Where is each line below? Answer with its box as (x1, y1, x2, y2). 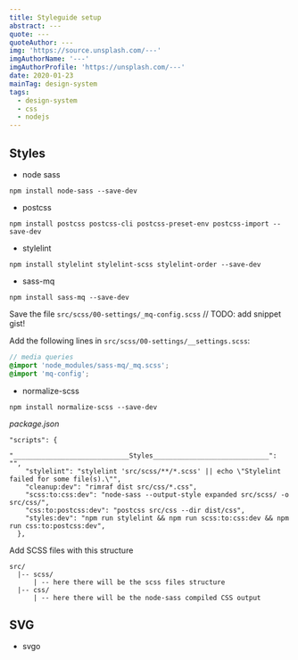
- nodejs (17, 112, 50, 121)
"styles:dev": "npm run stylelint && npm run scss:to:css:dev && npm (25, 514, 290, 523)
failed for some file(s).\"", (9, 474, 122, 483)
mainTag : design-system (9, 79, 98, 88)
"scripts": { (9, 435, 58, 444)
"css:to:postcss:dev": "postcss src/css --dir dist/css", (25, 506, 245, 515)
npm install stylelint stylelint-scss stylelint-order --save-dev (9, 260, 261, 268)
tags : (9, 87, 29, 96)
